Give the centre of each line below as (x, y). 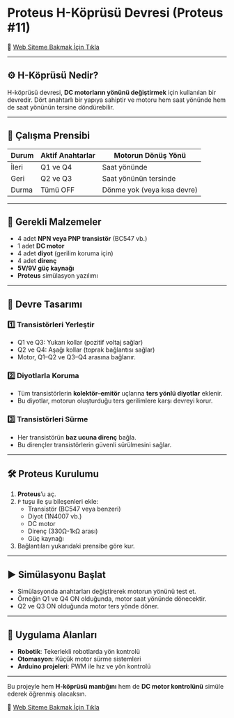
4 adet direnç (37, 261)
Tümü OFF (58, 190)
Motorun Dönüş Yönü (150, 155)
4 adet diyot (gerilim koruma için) (65, 253)
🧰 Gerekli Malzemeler (55, 222)
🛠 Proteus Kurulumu (53, 474)
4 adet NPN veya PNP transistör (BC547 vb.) (82, 239)
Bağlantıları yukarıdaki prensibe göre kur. (76, 546)
